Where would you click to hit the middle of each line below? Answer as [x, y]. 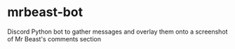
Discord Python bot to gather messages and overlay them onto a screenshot [117, 31]
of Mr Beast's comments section [54, 38]
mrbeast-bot [45, 12]
